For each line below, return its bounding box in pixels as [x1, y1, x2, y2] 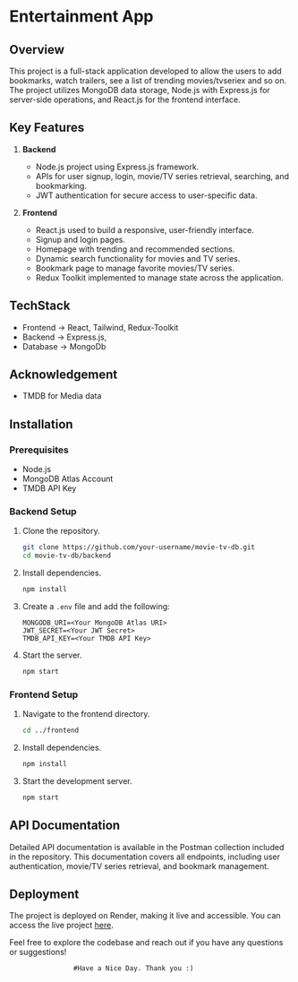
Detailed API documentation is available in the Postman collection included [9, 841, 285, 852]
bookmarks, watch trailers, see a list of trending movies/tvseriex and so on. [9, 75, 287, 86]
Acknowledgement [9, 367, 118, 383]
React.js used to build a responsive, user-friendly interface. [35, 224, 255, 235]
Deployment [9, 887, 80, 902]
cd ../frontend [21, 726, 80, 736]
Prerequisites [9, 444, 69, 456]
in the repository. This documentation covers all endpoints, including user [9, 851, 280, 862]
